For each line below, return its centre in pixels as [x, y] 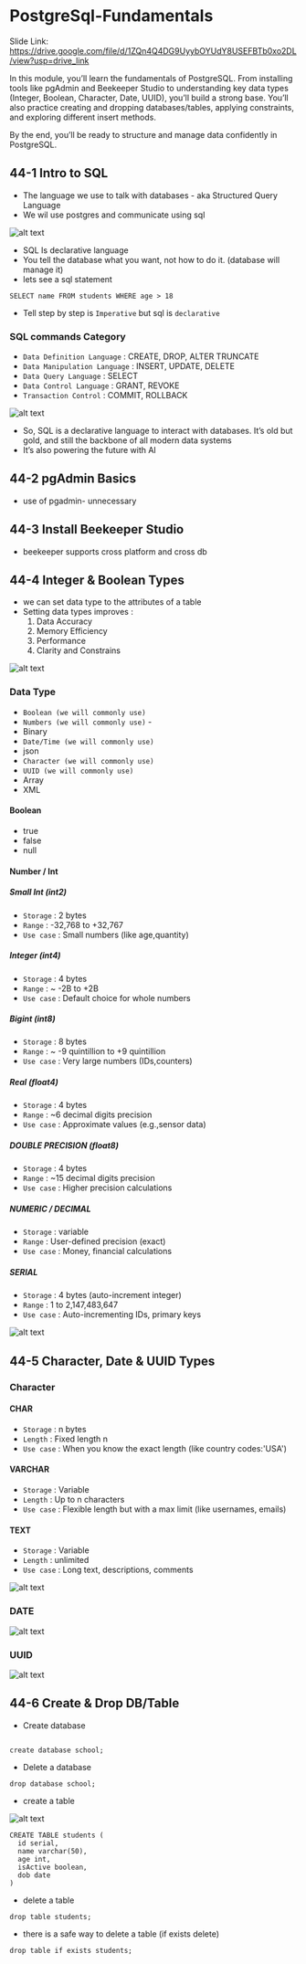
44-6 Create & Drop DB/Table [95, 1703]
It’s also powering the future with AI [90, 450]
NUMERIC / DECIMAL [50, 1209]
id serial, [38, 1843]
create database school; [57, 1750]
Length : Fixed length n [65, 1439]
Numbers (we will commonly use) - [87, 722]
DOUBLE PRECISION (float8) [64, 1146]
